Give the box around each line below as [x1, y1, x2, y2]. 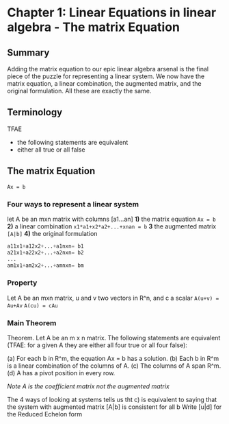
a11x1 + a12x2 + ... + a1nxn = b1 [7, 242, 84, 250]
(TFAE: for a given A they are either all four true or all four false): [7, 341, 188, 349]
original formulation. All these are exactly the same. [7, 87, 152, 95]
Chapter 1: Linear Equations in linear [7, 5, 217, 21]
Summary [7, 47, 50, 58]
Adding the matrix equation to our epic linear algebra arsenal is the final [7, 65, 209, 73]
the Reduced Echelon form [7, 410, 83, 419]
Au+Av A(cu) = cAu [7, 302, 58, 309]
